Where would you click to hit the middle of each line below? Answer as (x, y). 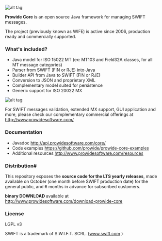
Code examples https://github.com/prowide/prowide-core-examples (81, 148)
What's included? (26, 49)
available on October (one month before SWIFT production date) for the (77, 181)
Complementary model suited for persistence (57, 85)
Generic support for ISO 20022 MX (47, 91)
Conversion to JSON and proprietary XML (54, 80)
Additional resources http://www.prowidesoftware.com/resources (78, 153)
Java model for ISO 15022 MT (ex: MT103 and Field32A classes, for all (82, 60)
